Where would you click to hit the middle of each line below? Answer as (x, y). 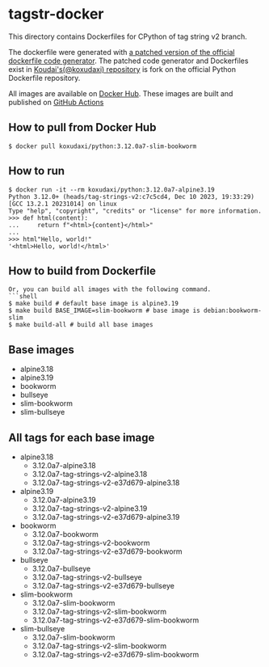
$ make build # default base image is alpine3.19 (94, 304)
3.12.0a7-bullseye (61, 568)
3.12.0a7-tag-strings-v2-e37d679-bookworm (107, 551)
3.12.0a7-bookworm (65, 534)
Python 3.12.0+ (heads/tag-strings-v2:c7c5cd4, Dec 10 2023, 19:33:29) (131, 196)
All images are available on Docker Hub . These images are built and (121, 93)
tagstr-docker (56, 14)
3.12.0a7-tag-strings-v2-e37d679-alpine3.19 (106, 517)
